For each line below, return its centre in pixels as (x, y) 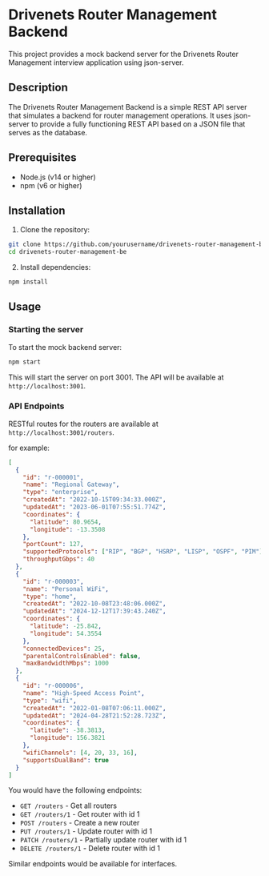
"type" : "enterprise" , (60, 492)
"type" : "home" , (50, 597)
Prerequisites (42, 158)
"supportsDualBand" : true (66, 760)
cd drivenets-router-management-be (68, 252)
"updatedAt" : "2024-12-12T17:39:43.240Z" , (94, 611)
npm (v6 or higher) (51, 185)
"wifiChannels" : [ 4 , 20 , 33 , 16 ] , (80, 753)
